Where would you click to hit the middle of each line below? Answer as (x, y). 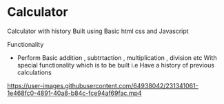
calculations (34, 72)
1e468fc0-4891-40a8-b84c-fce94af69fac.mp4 (75, 93)
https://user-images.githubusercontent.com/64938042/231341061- (103, 85)
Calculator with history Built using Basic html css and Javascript (98, 31)
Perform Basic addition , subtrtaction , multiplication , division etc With (117, 58)
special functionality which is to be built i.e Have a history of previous (116, 65)
